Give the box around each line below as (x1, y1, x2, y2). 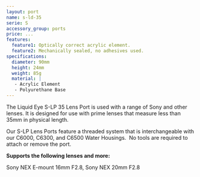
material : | (11, 76, 42, 82)
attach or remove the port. (6, 140, 72, 148)
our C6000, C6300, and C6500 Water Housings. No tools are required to (6, 134, 188, 141)
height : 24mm (11, 64, 45, 71)
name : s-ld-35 (6, 14, 42, 20)
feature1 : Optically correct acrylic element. (11, 43, 131, 49)
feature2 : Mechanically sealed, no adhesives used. (11, 48, 145, 54)
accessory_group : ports (6, 25, 66, 32)
